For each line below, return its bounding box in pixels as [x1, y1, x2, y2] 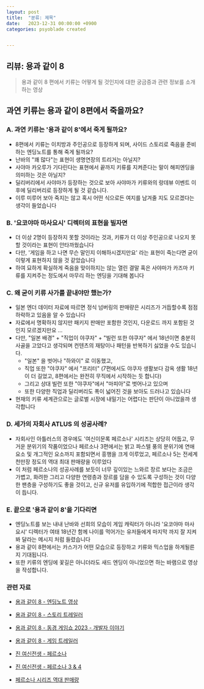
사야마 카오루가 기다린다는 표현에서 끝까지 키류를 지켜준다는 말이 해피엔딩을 [15, 163, 195, 171]
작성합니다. [21, 566, 49, 573]
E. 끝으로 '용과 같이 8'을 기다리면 [6, 505, 97, 514]
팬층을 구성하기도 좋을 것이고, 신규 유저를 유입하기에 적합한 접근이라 [21, 481, 183, 488]
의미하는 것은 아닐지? [15, 171, 66, 178]
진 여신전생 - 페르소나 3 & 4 [15, 663, 82, 671]
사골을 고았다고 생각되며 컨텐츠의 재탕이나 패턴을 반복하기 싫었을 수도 [15, 342, 180, 349]
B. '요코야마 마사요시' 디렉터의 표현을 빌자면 [6, 218, 128, 227]
